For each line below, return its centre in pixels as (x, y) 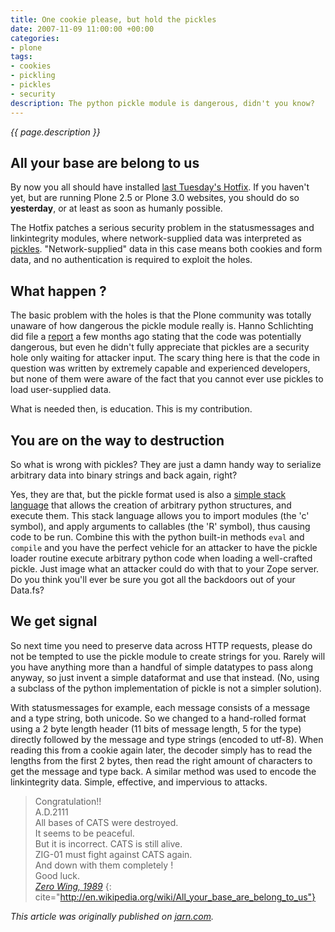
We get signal (54, 621)
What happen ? (58, 291)
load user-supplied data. (61, 390)
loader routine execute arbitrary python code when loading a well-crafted (161, 558)
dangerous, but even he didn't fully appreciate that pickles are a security (160, 347)
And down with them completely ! (104, 865)
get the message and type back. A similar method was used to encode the (163, 771)
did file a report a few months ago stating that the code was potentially (156, 337)
